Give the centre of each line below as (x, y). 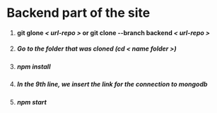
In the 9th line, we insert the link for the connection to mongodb (112, 84)
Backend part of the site (78, 13)
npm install (34, 66)
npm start (32, 102)
